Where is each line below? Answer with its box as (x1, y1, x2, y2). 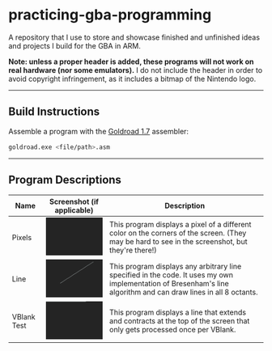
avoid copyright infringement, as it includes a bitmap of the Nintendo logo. (8, 74, 257, 83)
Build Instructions (8, 105, 100, 119)
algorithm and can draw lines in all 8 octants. (108, 287, 258, 297)
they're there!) (108, 245, 158, 255)
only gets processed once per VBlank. (108, 325, 236, 335)
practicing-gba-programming (8, 6, 212, 24)
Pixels (11, 232, 32, 242)
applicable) (54, 205, 94, 215)
